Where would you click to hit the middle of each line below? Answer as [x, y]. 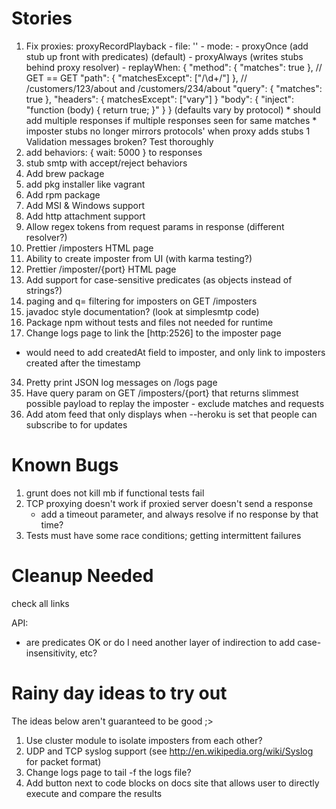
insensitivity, [51, 653]
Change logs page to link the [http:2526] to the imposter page [153, 333]
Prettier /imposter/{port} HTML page [101, 269]
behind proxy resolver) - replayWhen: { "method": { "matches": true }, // [174, 67]
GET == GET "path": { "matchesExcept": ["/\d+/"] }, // [136, 78]
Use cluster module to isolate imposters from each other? [144, 740]
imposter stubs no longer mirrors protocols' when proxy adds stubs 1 [168, 131]
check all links [40, 603]
